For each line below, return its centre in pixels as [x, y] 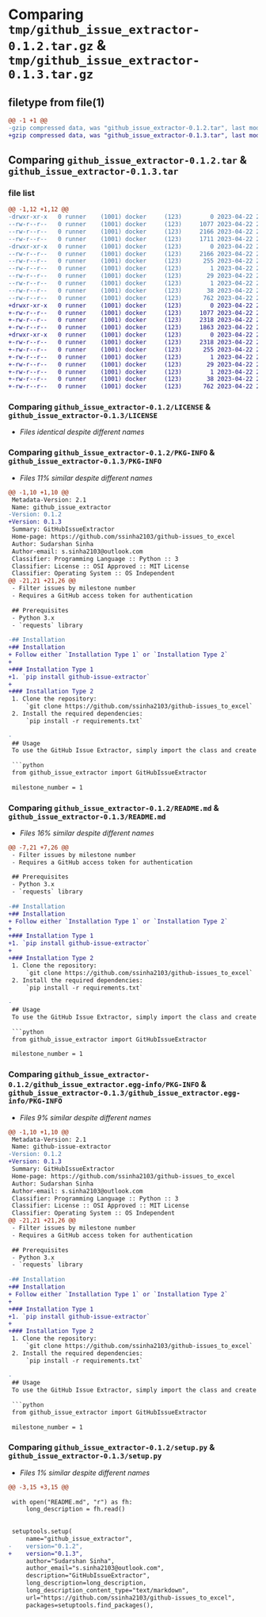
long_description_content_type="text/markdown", [108, 1591]
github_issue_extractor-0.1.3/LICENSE [83, 416]
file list [22, 193]
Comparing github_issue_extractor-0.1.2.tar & [127, 160]
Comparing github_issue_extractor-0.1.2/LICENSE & [110, 407]
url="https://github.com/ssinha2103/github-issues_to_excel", [131, 1598]
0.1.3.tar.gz [51, 75]
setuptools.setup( [42, 1532]
